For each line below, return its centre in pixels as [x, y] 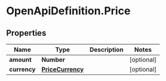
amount [20, 60]
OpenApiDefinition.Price [68, 11]
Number [53, 60]
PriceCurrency [63, 69]
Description [106, 50]
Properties [26, 33]
